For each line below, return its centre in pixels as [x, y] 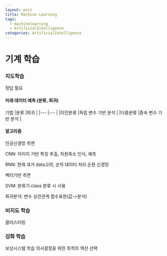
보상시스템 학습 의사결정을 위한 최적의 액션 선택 [51, 248]
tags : [11, 19]
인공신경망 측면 [20, 143]
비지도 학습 [18, 210]
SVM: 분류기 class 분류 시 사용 [36, 185]
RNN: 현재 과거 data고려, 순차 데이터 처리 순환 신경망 [57, 164]
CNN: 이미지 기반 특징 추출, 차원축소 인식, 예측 [51, 153]
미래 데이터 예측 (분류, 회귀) [32, 100]
